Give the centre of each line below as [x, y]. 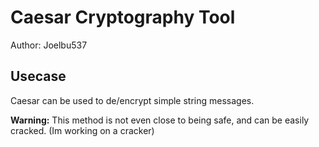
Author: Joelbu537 [49, 45]
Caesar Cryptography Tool [123, 17]
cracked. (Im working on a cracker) [82, 130]
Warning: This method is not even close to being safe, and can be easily [160, 120]
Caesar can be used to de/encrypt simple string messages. [132, 100]
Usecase [38, 76]
